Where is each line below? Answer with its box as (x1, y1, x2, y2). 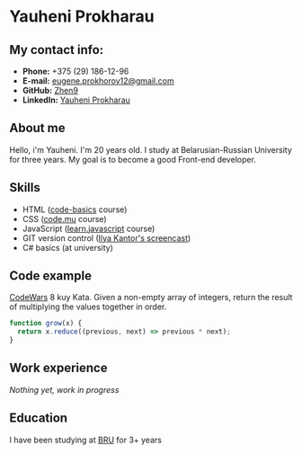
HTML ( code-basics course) (22, 204, 128, 215)
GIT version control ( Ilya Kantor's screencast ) (22, 232, 191, 244)
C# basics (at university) (22, 242, 114, 253)
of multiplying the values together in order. (9, 301, 167, 312)
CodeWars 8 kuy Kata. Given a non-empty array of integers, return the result (9, 292, 293, 303)
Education (9, 411, 68, 426)
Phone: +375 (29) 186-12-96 (22, 66, 129, 76)
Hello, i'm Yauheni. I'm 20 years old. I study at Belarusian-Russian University (9, 144, 292, 155)
